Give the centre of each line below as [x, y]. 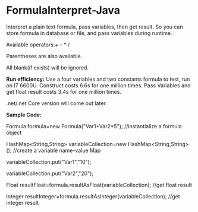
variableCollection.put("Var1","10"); [49, 162]
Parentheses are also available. [44, 56]
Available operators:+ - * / [38, 45]
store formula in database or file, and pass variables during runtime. [89, 33]
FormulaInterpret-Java [63, 10]
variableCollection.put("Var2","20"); [50, 173]
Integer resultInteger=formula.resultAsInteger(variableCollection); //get [93, 196]
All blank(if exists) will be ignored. [48, 67]
